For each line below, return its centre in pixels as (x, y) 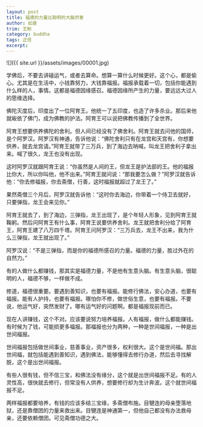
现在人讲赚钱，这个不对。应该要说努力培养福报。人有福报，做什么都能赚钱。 (101, 319)
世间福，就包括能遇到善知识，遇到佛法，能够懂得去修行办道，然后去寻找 (96, 355)
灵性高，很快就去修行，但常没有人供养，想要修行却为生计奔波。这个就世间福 (101, 382)
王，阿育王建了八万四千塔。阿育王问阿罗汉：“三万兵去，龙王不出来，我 (95, 230)
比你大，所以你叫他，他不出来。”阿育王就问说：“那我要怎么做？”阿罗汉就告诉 (101, 174)
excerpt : (17, 46)
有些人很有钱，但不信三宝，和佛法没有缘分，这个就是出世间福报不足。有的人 (101, 374)
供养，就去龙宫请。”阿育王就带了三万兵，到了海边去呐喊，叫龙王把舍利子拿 (99, 146)
